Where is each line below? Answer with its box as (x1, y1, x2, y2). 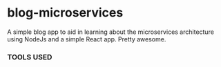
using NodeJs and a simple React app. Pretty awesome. (7, 35, 166, 43)
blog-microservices (7, 5, 124, 21)
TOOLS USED (7, 52, 52, 61)
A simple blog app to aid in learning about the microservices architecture (7, 28, 214, 36)
